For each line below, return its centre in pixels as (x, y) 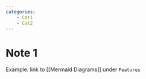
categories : (21, 12)
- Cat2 (25, 23)
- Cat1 (25, 17)
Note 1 (21, 53)
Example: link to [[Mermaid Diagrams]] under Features (73, 69)
